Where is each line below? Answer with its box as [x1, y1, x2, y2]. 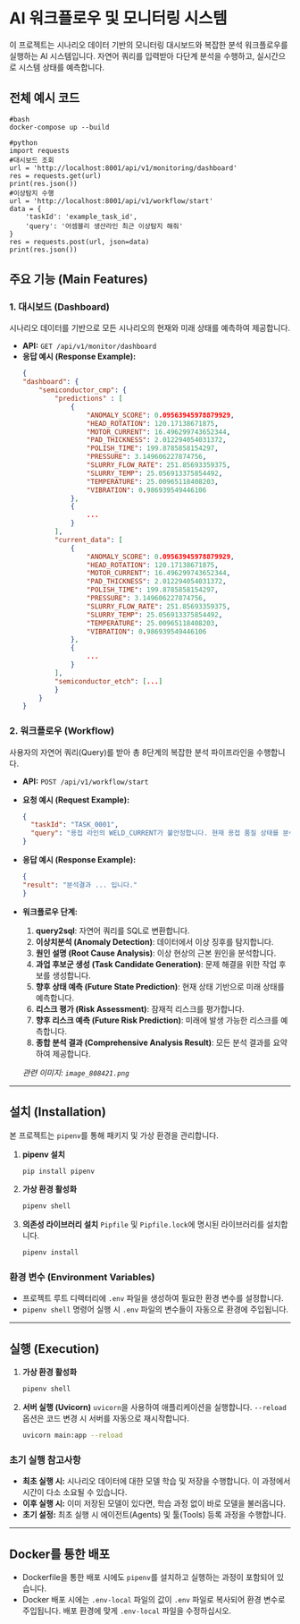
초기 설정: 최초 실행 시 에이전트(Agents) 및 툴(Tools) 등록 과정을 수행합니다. [21, 1509, 287, 1520]
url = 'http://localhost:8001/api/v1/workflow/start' [9, 196, 214, 206]
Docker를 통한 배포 [9, 1546, 110, 1561]
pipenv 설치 [21, 1149, 65, 1160]
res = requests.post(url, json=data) [9, 237, 150, 246]
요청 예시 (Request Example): [21, 794, 130, 805]
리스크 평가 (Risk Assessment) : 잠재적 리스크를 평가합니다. [35, 1003, 245, 1014]
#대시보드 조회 [9, 156, 54, 165]
